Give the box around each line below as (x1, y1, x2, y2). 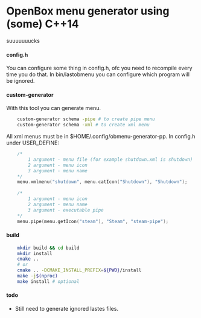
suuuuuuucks (6, 37, 40, 44)
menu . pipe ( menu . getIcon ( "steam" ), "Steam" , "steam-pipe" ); (17, 218, 169, 224)
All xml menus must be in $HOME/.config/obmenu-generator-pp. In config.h (6, 133, 196, 140)
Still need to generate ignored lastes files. (14, 305, 119, 312)
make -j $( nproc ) (17, 273, 59, 279)
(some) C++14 (6, 17, 80, 31)
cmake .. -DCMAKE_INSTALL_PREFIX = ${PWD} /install (17, 267, 142, 273)
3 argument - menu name (28, 167, 88, 174)
